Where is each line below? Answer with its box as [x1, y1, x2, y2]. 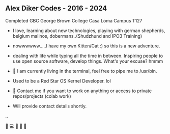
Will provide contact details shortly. [12, 103, 87, 109]
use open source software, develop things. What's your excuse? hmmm [12, 58, 163, 64]
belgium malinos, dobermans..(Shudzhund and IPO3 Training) [12, 33, 143, 39]
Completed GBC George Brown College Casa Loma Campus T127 [5, 17, 143, 23]
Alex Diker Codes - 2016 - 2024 [5, 4, 107, 13]
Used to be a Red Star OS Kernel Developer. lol [12, 77, 111, 84]
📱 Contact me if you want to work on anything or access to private [12, 88, 152, 94]
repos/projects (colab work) [12, 93, 71, 99]
